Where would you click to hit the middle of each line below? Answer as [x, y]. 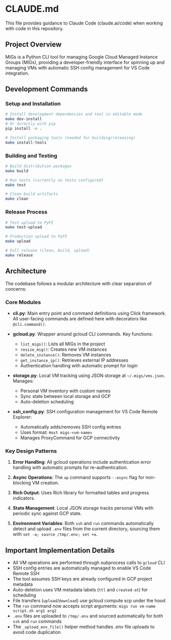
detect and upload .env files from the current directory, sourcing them [86, 529]
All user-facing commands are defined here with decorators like [80, 318]
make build [17, 171]
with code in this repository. [34, 28]
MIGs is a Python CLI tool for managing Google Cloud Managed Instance [82, 57]
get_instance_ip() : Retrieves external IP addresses [74, 360]
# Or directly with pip [31, 124]
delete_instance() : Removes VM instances [66, 354]
